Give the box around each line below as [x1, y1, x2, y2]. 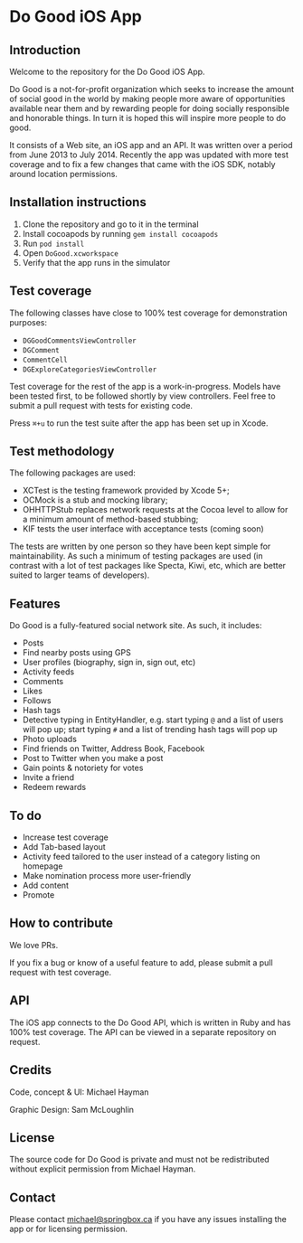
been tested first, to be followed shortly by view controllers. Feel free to [9, 391, 276, 401]
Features [9, 596, 61, 611]
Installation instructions [9, 194, 147, 210]
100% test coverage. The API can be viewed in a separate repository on [9, 1026, 277, 1037]
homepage [22, 861, 63, 871]
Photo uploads [22, 734, 77, 745]
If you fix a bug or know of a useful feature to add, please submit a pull [9, 956, 273, 968]
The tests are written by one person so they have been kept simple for [9, 541, 271, 552]
